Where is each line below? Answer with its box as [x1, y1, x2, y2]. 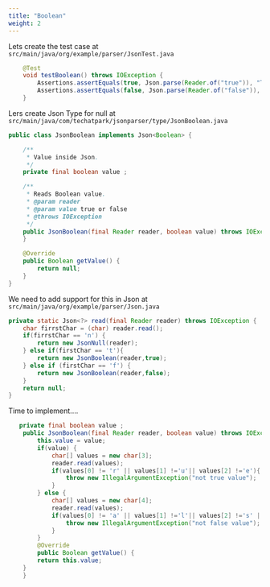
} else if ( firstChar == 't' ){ [22, 347, 125, 355]
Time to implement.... [8, 406, 79, 415]
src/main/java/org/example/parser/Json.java [8, 303, 160, 311]
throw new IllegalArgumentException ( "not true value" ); [65, 474, 257, 482]
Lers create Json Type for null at [8, 108, 117, 118]
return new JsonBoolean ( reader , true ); [37, 354, 167, 362]
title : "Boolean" [8, 11, 67, 20]
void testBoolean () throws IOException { [22, 72, 163, 80]
